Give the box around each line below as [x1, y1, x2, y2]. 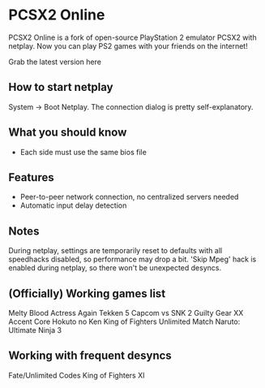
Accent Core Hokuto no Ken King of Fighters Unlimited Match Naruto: [8, 317, 241, 326]
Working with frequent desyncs [8, 349, 172, 363]
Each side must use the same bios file [19, 147, 147, 157]
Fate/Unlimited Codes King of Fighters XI [8, 370, 145, 380]
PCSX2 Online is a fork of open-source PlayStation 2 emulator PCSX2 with [8, 32, 257, 42]
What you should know [8, 126, 127, 140]
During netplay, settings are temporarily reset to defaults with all [8, 246, 223, 256]
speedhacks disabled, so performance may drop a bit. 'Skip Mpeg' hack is [8, 254, 257, 265]
